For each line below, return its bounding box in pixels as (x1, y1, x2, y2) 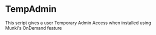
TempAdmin (5, 3, 56, 15)
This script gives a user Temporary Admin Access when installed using (5, 20, 151, 26)
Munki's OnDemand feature (5, 25, 62, 31)
